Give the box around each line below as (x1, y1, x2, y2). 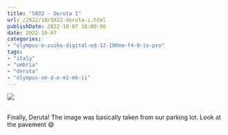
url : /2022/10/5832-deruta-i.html (7, 17, 107, 23)
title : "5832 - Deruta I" (7, 10, 81, 17)
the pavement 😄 (7, 121, 54, 129)
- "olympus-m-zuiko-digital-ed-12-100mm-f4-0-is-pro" (7, 42, 165, 49)
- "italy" (7, 55, 36, 62)
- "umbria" (7, 61, 39, 68)
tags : (7, 49, 23, 56)
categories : (7, 36, 41, 43)
